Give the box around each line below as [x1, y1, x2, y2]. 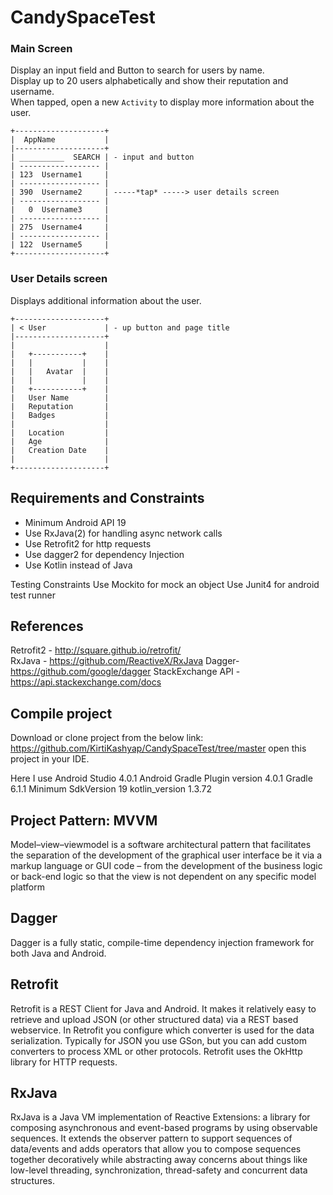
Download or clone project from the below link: [10, 732, 204, 744]
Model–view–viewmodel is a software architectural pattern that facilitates [10, 839, 312, 851]
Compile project [10, 705, 113, 722]
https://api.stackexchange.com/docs [10, 676, 162, 688]
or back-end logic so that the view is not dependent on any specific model [10, 871, 317, 883]
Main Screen [10, 42, 73, 56]
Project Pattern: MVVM [10, 812, 158, 829]
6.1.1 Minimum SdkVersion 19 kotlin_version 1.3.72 [10, 783, 213, 795]
